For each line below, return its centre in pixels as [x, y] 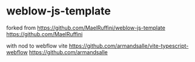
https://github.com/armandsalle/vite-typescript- [129, 46]
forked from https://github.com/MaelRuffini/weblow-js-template [86, 28]
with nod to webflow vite [37, 46]
